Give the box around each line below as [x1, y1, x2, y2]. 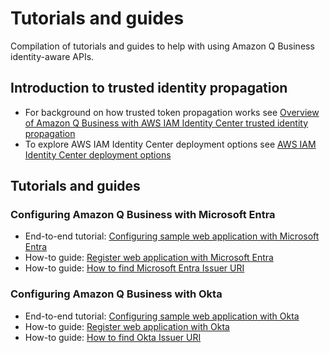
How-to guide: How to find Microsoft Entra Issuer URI [24, 262, 245, 274]
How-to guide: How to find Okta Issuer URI [24, 331, 202, 343]
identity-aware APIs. [10, 50, 95, 62]
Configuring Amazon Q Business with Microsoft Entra [10, 208, 276, 222]
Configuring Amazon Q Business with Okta [10, 287, 223, 301]
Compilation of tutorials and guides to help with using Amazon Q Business [10, 40, 315, 52]
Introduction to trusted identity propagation [10, 80, 288, 97]
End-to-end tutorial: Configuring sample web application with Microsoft [24, 230, 320, 242]
